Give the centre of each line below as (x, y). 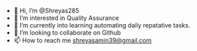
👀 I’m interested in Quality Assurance (66, 18)
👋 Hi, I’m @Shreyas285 (46, 11)
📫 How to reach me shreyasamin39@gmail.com (83, 40)
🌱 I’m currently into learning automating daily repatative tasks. (102, 25)
